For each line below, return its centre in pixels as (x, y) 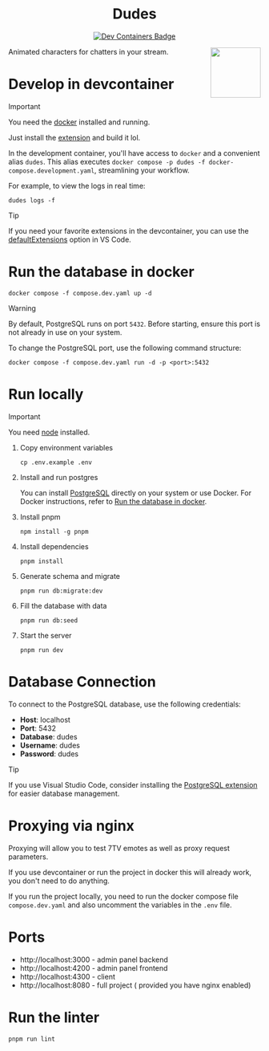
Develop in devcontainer (91, 84)
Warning (22, 308)
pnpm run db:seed (49, 620)
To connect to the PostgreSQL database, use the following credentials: (125, 704)
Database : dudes (48, 736)
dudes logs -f (32, 200)
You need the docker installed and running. (79, 122)
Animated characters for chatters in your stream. (88, 51)
